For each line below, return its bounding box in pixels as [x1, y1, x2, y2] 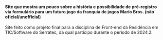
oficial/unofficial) [5, 14, 41, 20]
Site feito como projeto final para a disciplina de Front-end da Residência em [5, 24, 159, 30]
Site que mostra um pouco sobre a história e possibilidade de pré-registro [5, 4, 157, 10]
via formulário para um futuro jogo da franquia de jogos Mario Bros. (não [5, 9, 155, 14]
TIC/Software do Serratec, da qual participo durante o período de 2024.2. [5, 30, 153, 35]
